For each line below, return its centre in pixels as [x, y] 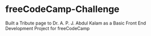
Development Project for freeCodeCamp [48, 28]
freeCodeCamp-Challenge [62, 9]
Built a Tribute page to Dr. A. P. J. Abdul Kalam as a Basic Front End [76, 23]
